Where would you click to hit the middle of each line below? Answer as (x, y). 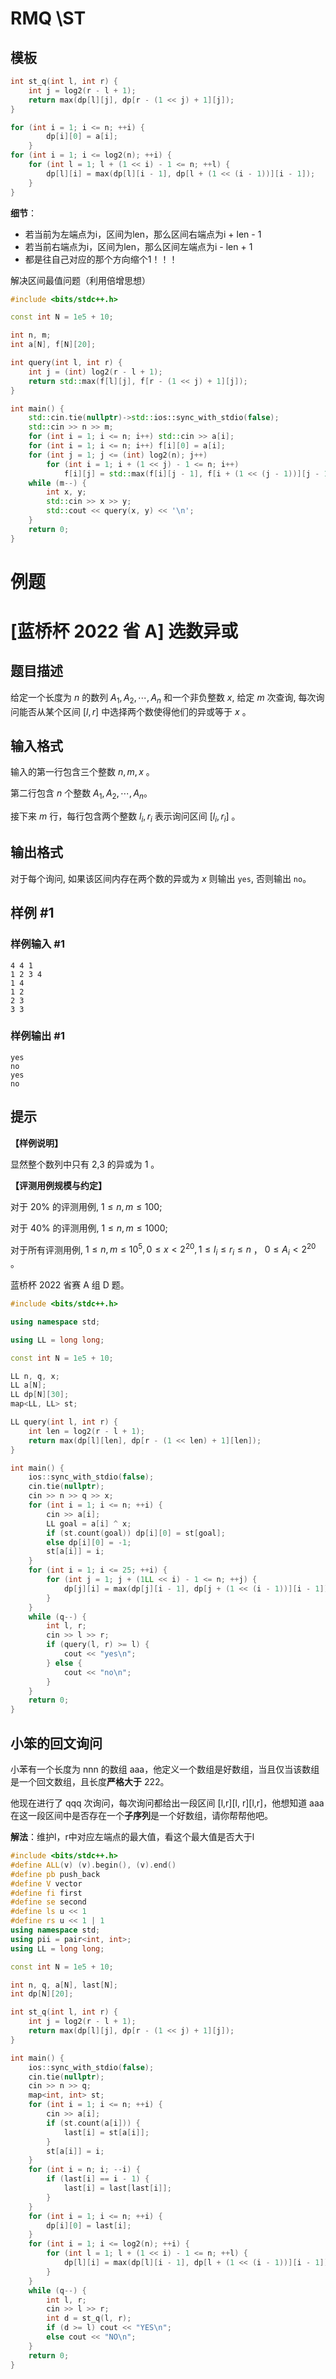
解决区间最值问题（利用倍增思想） (80, 280)
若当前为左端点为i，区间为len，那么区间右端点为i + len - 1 (143, 234)
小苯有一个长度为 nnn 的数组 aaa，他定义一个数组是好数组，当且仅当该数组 (165, 1769)
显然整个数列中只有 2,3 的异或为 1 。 (85, 1164)
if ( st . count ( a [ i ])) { (93, 2123)
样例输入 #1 (37, 944)
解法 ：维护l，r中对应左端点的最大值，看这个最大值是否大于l (132, 1837)
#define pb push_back (55, 1874)
